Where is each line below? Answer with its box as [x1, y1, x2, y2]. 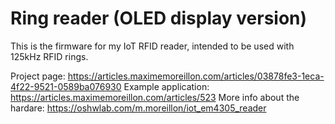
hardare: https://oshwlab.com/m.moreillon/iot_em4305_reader [10, 102, 267, 114]
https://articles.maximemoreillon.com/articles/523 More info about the [10, 91, 300, 103]
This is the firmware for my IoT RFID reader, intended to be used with [10, 40, 295, 52]
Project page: [10, 70, 66, 82]
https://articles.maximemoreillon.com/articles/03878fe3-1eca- [67, 70, 325, 82]
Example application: [123, 80, 210, 92]
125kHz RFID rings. [10, 50, 89, 62]
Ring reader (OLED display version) [10, 7, 308, 30]
